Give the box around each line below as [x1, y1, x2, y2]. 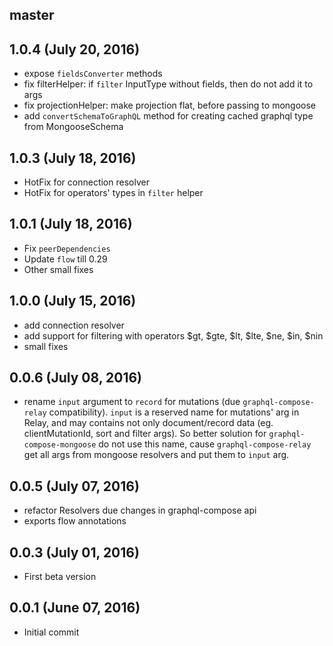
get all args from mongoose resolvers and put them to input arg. [23, 449, 290, 461]
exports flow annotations [23, 515, 127, 527]
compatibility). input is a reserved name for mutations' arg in [48, 406, 300, 418]
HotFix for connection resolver [23, 176, 150, 188]
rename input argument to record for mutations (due [23, 396, 241, 408]
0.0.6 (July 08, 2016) [9, 369, 143, 387]
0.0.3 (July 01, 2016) [9, 544, 140, 561]
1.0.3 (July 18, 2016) [9, 149, 137, 167]
